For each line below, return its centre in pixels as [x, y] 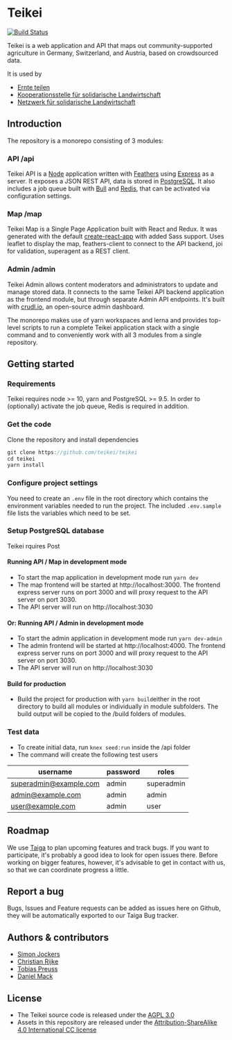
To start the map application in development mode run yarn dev [108, 578]
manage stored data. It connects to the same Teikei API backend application [116, 292]
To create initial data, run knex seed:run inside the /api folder [104, 747]
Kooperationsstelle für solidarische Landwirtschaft [89, 95]
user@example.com [43, 806]
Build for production [37, 683]
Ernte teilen [34, 87]
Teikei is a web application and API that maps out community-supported [110, 45]
